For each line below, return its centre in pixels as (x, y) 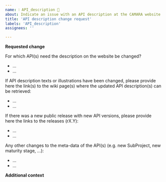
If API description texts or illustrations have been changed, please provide (81, 81)
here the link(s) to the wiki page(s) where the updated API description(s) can (83, 86)
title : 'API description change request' (49, 19)
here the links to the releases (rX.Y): (42, 121)
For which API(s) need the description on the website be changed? (73, 56)
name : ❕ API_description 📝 (32, 10)
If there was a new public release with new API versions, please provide (79, 116)
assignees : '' (20, 28)
